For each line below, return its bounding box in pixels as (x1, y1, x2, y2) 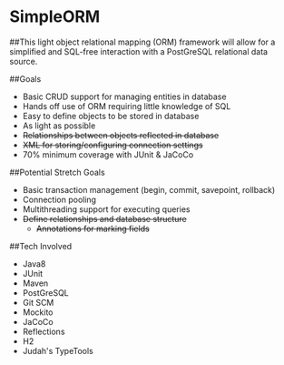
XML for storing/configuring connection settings (22, 139, 203, 150)
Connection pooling (22, 194, 97, 205)
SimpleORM (9, 6, 101, 27)
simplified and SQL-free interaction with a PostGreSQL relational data (9, 46, 269, 56)
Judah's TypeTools (22, 345, 93, 356)
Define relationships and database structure (22, 213, 188, 224)
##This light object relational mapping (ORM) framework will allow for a (9, 36, 276, 47)
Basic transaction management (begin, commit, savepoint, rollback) (22, 184, 276, 195)
